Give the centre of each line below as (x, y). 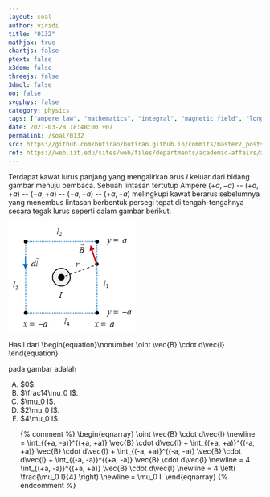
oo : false (25, 93)
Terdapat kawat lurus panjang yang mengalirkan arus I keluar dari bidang (129, 176)
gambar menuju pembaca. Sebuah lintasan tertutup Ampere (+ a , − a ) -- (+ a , (133, 185)
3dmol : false (30, 84)
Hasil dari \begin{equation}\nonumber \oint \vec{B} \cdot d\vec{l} (117, 344)
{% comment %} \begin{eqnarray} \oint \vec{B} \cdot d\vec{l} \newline (137, 433)
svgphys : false (34, 102)
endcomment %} (48, 485)
